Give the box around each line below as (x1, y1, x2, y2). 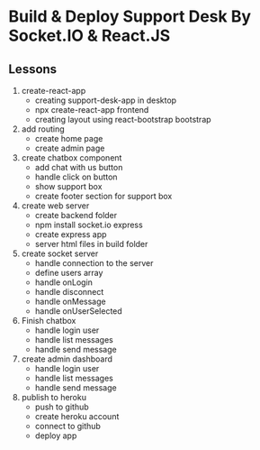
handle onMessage (34, 296, 106, 307)
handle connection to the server (34, 258, 154, 268)
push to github (34, 401, 89, 412)
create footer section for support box (34, 191, 173, 201)
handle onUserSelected (34, 306, 122, 317)
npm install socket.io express (34, 219, 143, 230)
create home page (34, 133, 103, 143)
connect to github (34, 421, 101, 431)
